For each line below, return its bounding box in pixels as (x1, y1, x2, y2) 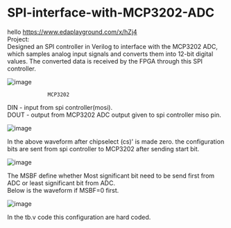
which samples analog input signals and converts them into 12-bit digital (7, 50, 214, 58)
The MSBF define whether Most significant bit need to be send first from (7, 171, 215, 180)
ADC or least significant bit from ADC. (7, 178, 116, 187)
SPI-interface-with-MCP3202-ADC (7, 5, 215, 21)
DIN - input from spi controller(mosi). (7, 103, 113, 111)
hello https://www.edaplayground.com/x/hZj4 (7, 28, 137, 36)
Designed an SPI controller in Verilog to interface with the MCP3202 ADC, (7, 42, 219, 50)
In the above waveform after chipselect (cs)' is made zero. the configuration (7, 137, 225, 146)
